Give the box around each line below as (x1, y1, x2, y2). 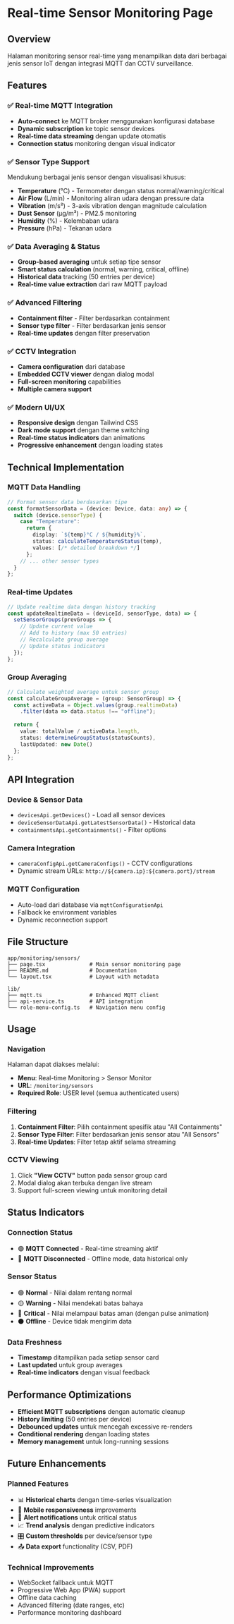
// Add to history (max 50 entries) (20, 630, 128, 637)
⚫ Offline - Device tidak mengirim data (17, 1317, 133, 1325)
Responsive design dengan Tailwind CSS (17, 418, 139, 427)
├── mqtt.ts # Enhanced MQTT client (7, 991, 159, 999)
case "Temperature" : (20, 518, 80, 525)
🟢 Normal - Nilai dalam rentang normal (17, 1288, 133, 1297)
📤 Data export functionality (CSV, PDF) (17, 1542, 133, 1551)
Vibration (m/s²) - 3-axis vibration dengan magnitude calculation (17, 201, 207, 209)
